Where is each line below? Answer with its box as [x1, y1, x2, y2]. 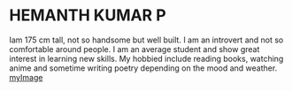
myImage [9, 72, 43, 82]
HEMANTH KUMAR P [9, 5, 166, 26]
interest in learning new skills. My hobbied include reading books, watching [9, 53, 284, 64]
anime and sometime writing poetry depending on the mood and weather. [9, 63, 278, 73]
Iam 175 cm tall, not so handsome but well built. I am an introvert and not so [9, 34, 284, 45]
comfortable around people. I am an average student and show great [9, 43, 260, 54]
